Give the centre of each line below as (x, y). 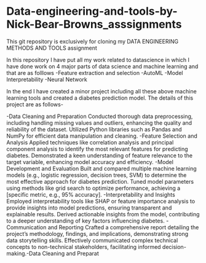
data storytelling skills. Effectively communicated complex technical (92, 240)
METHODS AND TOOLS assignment (52, 48)
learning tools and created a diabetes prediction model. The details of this (100, 98)
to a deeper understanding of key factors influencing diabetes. (85, 221)
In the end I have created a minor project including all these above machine (101, 91)
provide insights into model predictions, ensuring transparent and (89, 208)
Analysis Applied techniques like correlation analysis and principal (90, 142)
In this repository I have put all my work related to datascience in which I (98, 60)
